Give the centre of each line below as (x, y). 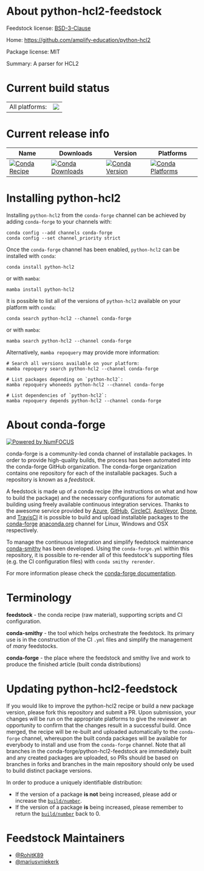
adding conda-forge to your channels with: (59, 221)
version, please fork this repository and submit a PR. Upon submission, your (101, 712)
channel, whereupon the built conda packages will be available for (104, 738)
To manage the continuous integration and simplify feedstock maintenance (100, 542)
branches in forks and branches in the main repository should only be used (100, 764)
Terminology (39, 598)
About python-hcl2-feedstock (84, 11)
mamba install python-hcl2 (40, 290)
